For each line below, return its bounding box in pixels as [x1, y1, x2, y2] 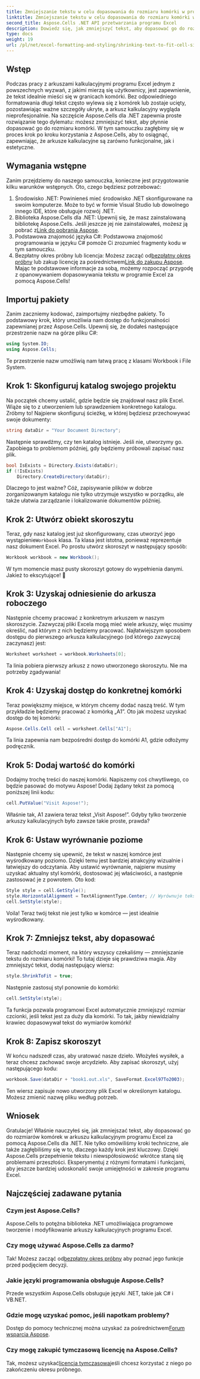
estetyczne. [6, 143, 35, 151]
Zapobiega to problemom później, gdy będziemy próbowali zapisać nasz [6, 445, 185, 452]
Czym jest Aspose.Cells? [6, 1206, 80, 1215]
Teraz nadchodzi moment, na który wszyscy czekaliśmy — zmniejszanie [6, 949, 184, 956]
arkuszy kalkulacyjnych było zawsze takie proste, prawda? [6, 817, 150, 825]
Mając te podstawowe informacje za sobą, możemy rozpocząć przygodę [14, 264, 193, 272]
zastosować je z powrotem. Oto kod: [6, 876, 96, 883]
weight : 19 [6, 36, 33, 42]
